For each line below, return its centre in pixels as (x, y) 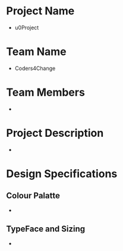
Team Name (36, 52)
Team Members (45, 92)
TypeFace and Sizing (46, 229)
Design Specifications (62, 174)
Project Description (55, 133)
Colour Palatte (33, 196)
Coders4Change (35, 68)
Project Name (40, 11)
